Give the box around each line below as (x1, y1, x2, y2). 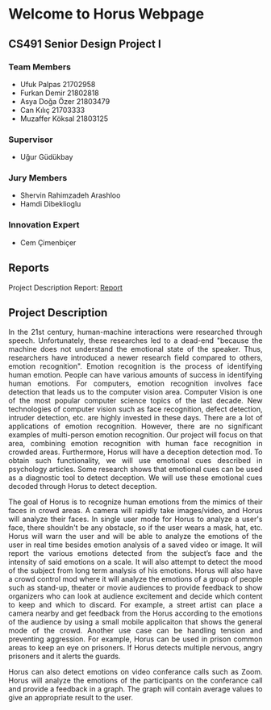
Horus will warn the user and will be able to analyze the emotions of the (8, 532, 263, 541)
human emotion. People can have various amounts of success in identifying (8, 370, 263, 380)
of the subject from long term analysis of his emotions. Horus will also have (8, 566, 263, 575)
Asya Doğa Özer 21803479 (19, 96, 110, 106)
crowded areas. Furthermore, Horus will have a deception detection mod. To (8, 447, 263, 457)
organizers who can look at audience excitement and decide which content (8, 591, 263, 601)
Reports (8, 261, 50, 275)
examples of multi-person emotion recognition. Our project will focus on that (8, 430, 263, 440)
